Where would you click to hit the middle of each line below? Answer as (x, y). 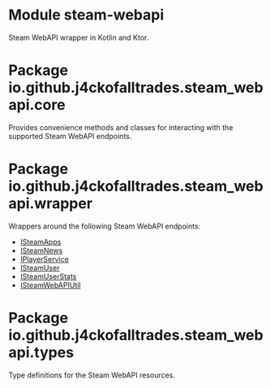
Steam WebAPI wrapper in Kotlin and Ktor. (79, 37)
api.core (37, 105)
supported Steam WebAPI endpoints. (70, 136)
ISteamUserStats (48, 276)
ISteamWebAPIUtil (50, 285)
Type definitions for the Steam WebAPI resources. (92, 375)
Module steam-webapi (86, 15)
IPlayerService (44, 259)
